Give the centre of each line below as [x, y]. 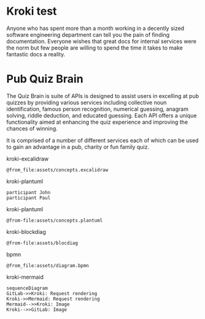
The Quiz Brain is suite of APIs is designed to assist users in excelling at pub [103, 96]
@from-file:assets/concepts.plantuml [55, 220]
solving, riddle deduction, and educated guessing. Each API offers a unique [102, 115]
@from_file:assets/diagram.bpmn [48, 265]
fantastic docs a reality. [36, 54]
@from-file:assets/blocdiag [42, 243]
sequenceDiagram [27, 288]
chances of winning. [32, 128]
